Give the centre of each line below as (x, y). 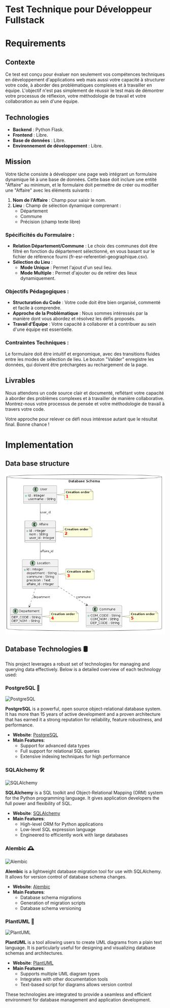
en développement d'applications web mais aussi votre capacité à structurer (85, 80)
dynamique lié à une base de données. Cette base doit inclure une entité (81, 179)
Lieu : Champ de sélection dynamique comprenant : (67, 205)
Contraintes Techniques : (37, 343)
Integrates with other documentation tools (64, 979)
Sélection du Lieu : (32, 262)
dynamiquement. (38, 279)
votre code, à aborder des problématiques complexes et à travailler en (79, 85)
